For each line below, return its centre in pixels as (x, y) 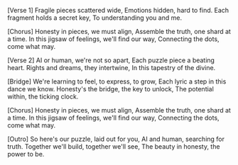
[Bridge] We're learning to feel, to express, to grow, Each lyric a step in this (117, 81)
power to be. (26, 154)
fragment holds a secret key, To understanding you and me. (95, 18)
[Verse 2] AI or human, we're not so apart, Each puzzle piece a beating (111, 60)
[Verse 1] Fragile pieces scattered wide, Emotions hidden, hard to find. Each (118, 10)
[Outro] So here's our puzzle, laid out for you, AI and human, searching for (116, 139)
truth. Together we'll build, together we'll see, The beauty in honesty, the (114, 147)
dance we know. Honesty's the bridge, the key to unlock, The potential (111, 89)
